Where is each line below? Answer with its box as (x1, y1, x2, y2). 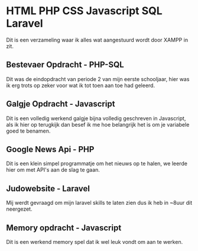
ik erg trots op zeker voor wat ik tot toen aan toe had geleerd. (6, 82, 155, 89)
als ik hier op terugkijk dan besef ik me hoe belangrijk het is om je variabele (6, 121, 190, 128)
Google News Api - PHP (6, 144, 95, 155)
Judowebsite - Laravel (6, 184, 90, 194)
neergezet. (6, 205, 33, 213)
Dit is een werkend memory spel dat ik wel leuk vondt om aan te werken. (6, 239, 183, 245)
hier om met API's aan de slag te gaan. (6, 166, 100, 173)
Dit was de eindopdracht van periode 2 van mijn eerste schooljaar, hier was (6, 75, 190, 82)
